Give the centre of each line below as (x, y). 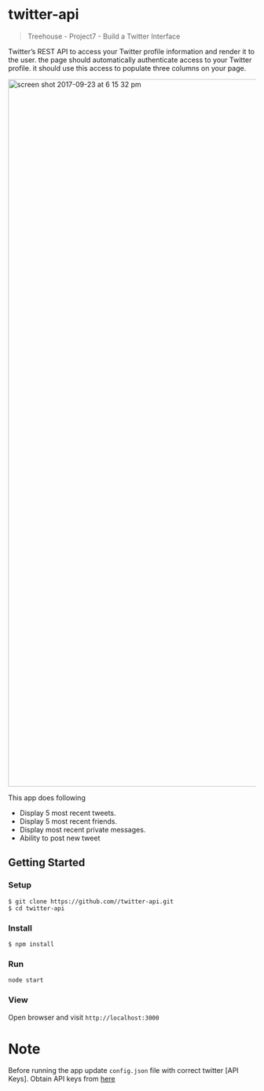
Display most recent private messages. (82, 829)
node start (26, 980)
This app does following (47, 797)
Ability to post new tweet (60, 838)
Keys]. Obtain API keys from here (62, 1079)
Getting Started (47, 863)
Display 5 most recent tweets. (68, 813)
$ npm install (31, 944)
